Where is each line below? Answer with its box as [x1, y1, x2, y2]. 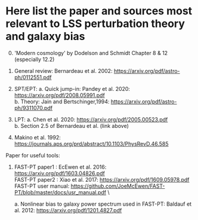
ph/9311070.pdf [14, 104, 53, 111]
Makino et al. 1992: [14, 133, 61, 141]
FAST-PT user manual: [14, 182, 70, 190]
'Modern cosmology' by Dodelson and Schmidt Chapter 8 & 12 [14, 49, 168, 56]
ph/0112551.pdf [14, 74, 52, 81]
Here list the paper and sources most [5, 4, 193, 18]
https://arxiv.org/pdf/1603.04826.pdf [14, 169, 105, 177]
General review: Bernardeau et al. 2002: [14, 67, 113, 74]
